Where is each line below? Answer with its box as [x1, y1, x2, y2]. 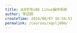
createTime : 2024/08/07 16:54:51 [5, 16, 73, 21]
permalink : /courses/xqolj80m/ [5, 20, 68, 26]
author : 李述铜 [5, 12, 33, 16]
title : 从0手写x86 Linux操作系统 [5, 7, 67, 12]
